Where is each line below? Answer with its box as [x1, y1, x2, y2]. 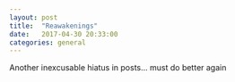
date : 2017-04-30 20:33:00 [9, 29, 118, 38]
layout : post [9, 12, 58, 22]
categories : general [9, 37, 87, 47]
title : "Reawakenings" [9, 21, 99, 30]
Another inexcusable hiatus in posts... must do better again [9, 62, 227, 73]
